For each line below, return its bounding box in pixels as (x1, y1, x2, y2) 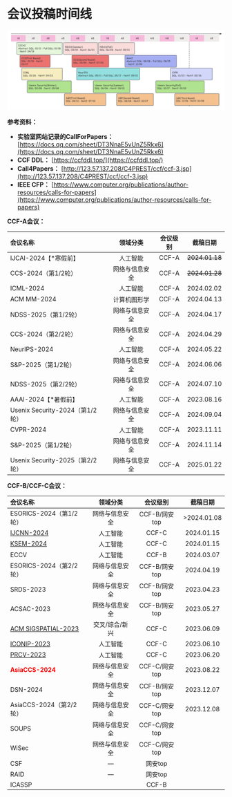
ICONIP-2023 (10, 639, 50, 648)
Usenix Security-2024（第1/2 (10, 406, 97, 415)
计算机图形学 (113, 295, 150, 303)
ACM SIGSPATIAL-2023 (10, 624, 79, 632)
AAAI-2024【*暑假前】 (10, 395, 79, 403)
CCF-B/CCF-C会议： (7, 481, 68, 489)
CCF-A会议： (7, 217, 46, 225)
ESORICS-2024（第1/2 (10, 509, 78, 518)
